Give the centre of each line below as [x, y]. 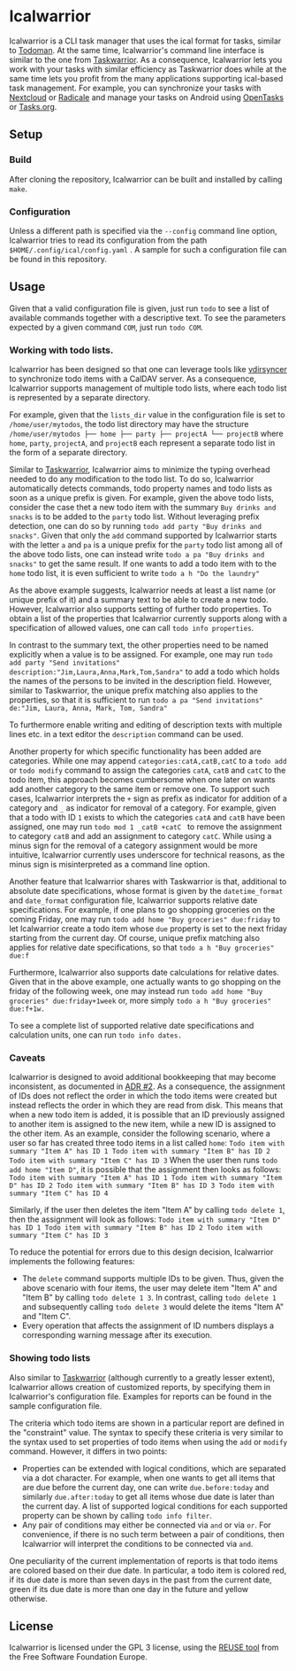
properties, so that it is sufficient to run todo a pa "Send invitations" [136, 700]
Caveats [27, 1058]
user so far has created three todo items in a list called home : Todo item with [147, 1143]
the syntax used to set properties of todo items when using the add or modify [148, 1442]
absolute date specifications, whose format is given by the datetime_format [146, 891]
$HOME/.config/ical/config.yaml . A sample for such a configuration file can [148, 249]
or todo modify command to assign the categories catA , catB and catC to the [148, 770]
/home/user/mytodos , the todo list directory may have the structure [129, 424]
